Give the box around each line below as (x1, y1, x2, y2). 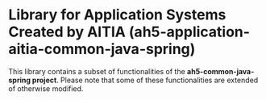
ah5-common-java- (186, 66, 255, 76)
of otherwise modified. (8, 83, 84, 94)
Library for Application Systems (8, 6, 227, 24)
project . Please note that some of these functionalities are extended (31, 75, 259, 85)
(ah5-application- (128, 23, 251, 41)
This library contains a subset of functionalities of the (8, 66, 185, 76)
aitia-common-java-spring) (8, 40, 196, 58)
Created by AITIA (8, 23, 127, 41)
